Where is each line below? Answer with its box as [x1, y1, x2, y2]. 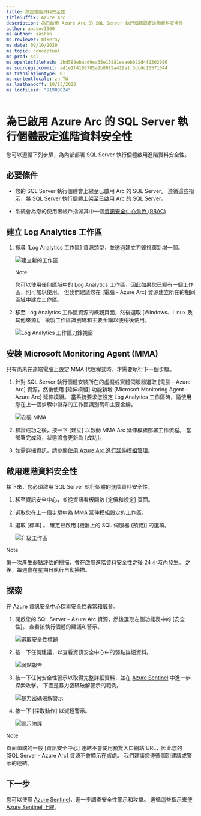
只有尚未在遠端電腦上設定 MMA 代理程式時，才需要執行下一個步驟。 [6, 366, 175, 373]
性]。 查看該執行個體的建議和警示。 [14, 623, 103, 630]
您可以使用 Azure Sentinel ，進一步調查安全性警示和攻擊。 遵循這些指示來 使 [6, 796, 193, 803]
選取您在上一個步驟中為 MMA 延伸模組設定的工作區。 [14, 509, 147, 516]
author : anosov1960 [6, 25, 55, 32]
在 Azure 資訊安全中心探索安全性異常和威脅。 [6, 603, 119, 610]
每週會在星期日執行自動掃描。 [16, 566, 91, 574]
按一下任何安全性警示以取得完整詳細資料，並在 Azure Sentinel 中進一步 [14, 674, 191, 681]
